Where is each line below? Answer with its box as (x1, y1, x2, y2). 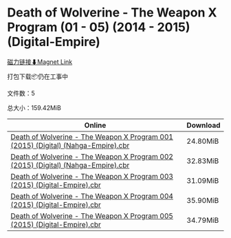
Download (186, 120, 221, 130)
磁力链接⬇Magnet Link (7, 57, 73, 66)
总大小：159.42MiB (7, 103, 62, 111)
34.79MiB (186, 215, 219, 225)
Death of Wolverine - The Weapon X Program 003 (10, 171, 174, 181)
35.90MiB (186, 195, 219, 205)
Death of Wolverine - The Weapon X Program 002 (10, 151, 174, 161)
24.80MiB (186, 136, 219, 146)
